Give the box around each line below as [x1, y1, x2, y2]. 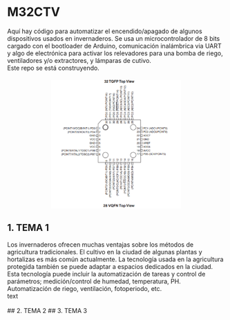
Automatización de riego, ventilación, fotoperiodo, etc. [7, 284, 162, 292]
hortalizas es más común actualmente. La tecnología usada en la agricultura [7, 255, 224, 263]
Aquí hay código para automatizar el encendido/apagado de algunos [7, 27, 202, 35]
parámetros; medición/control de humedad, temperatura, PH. [7, 277, 181, 285]
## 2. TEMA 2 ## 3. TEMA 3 [7, 306, 88, 314]
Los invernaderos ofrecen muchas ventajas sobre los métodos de [7, 240, 194, 249]
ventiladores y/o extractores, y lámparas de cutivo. [7, 56, 152, 64]
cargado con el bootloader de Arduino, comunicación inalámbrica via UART [7, 41, 222, 50]
